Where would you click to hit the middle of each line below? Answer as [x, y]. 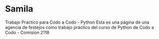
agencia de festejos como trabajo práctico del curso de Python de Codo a [79, 27]
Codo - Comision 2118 [27, 32]
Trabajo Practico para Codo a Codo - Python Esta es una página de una [77, 22]
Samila [19, 9]
